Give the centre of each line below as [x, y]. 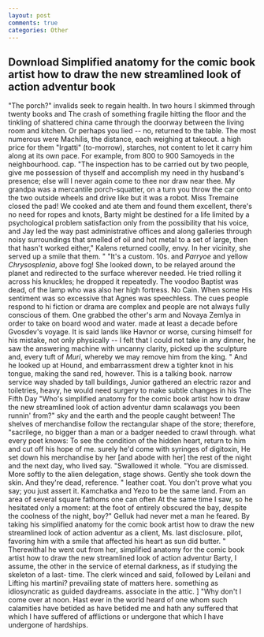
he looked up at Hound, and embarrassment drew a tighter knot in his [121, 365]
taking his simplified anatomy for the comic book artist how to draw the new [131, 524]
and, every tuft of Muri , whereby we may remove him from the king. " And [128, 357]
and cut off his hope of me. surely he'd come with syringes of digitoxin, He [129, 449]
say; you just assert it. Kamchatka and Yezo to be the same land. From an [127, 491]
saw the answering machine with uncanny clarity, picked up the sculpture [128, 348]
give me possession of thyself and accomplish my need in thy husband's [126, 173]
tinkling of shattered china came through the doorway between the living [126, 122]
